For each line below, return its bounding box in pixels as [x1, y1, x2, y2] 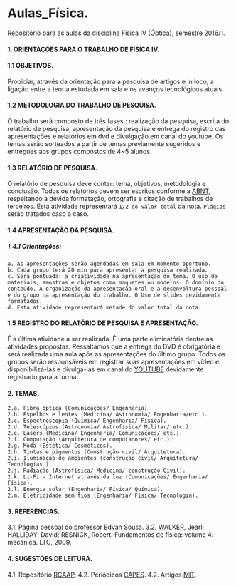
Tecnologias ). [7, 461, 53, 468]
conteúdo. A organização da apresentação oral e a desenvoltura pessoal [7, 285, 227, 292]
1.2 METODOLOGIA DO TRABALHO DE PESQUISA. [7, 101, 156, 110]
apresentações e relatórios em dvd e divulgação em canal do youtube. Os [7, 132, 224, 140]
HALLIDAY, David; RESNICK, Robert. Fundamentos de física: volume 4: [7, 530, 214, 539]
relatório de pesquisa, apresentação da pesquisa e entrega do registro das [7, 124, 226, 133]
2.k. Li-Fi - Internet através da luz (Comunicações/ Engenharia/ [7, 473, 208, 480]
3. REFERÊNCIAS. [7, 507, 60, 515]
